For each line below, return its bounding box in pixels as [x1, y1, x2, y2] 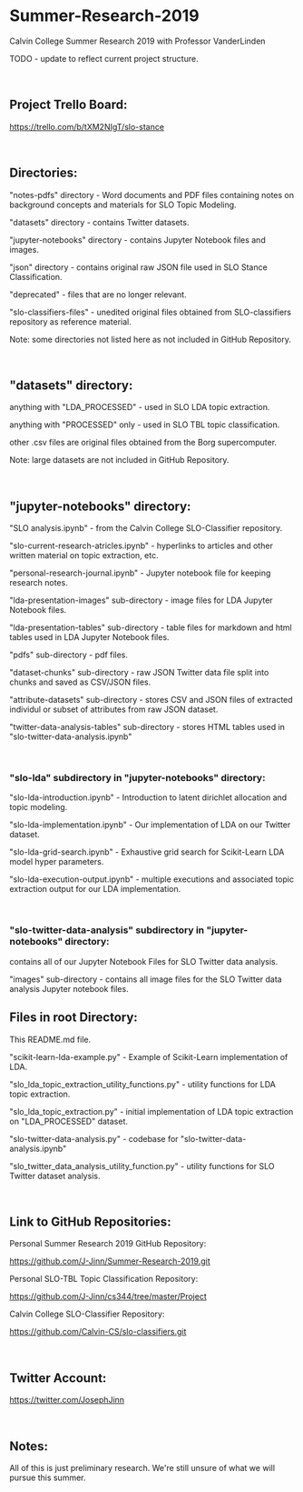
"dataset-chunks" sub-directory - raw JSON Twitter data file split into [9, 667, 269, 678]
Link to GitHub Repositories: [9, 1214, 171, 1229]
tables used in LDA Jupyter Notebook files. [9, 632, 170, 643]
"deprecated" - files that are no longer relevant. [9, 288, 188, 300]
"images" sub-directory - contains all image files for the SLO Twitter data [9, 974, 283, 985]
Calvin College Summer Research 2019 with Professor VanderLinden [9, 35, 266, 46]
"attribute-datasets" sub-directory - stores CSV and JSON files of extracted [9, 695, 293, 706]
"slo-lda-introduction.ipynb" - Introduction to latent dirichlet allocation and [9, 792, 288, 803]
